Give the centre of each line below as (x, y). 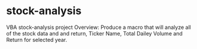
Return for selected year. (37, 40)
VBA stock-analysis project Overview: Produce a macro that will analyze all (99, 27)
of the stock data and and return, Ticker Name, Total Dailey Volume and (94, 33)
